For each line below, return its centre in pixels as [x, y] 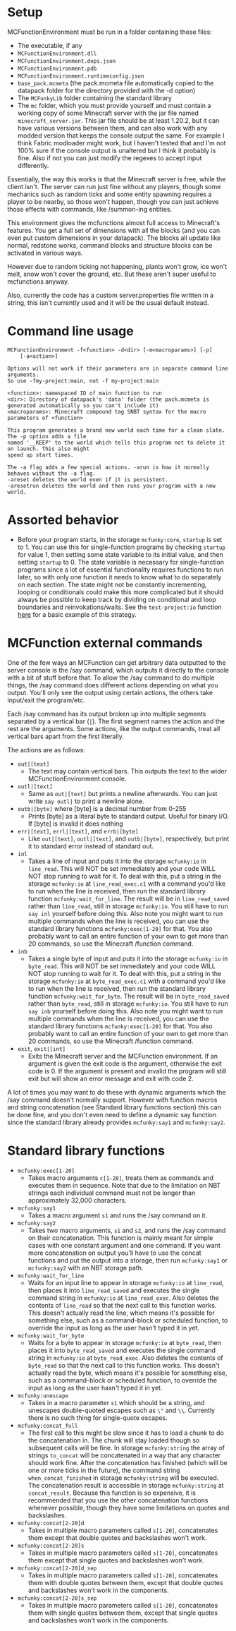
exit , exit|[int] [42, 1048]
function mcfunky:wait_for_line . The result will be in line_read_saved [129, 898]
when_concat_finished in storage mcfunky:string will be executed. [123, 1477]
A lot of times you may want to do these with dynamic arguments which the [117, 1092]
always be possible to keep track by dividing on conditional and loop [117, 599]
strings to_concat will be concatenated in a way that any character [124, 1455]
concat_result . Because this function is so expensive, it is [112, 1493]
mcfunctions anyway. [38, 281]
